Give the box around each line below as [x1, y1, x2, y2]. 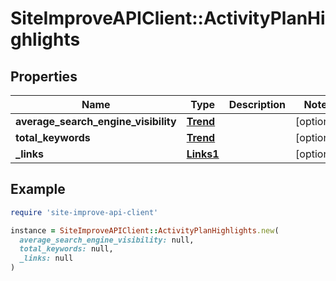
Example [10, 181, 66, 198]
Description [228, 98, 287, 111]
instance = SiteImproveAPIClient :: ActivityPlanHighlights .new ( [10, 225, 280, 236]
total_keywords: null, [19, 244, 114, 254]
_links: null [19, 253, 74, 264]
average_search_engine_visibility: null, [19, 235, 195, 245]
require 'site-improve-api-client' [10, 207, 159, 217]
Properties [10, 68, 78, 85]
